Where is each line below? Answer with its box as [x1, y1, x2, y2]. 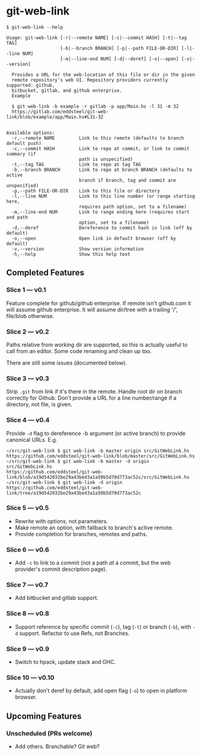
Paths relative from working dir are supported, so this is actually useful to [6, 341, 188, 348]
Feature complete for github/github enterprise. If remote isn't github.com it [6, 299, 191, 307]
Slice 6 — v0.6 [6, 545, 49, 553]
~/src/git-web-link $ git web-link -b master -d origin [6, 458, 149, 464]
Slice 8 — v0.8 [6, 610, 49, 618]
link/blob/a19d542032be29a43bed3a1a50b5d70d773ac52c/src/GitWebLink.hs [6, 474, 190, 480]
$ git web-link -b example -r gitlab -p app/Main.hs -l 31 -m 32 [11, 103, 179, 109]
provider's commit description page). [14, 565, 107, 573]
